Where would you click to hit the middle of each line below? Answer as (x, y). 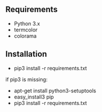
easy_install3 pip (34, 97)
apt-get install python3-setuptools (55, 91)
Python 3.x (27, 23)
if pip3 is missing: (27, 79)
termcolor (26, 30)
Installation (26, 54)
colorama (25, 36)
